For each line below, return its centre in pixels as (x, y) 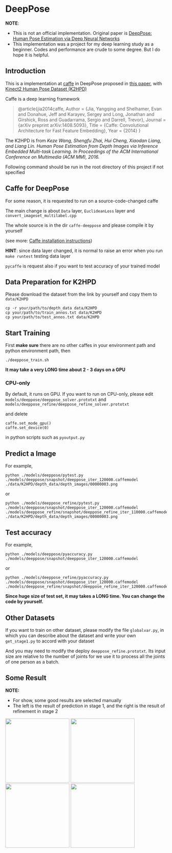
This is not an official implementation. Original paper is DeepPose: (82, 33)
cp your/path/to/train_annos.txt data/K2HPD (53, 313)
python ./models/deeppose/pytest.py (44, 475)
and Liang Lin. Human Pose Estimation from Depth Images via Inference (82, 146)
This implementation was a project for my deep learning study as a (83, 44)
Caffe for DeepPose (37, 189)
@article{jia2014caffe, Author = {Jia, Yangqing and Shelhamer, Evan (90, 109)
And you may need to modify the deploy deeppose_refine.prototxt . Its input (85, 651)
